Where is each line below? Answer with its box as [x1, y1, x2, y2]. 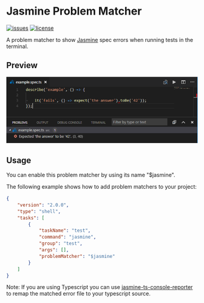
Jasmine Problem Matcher [6, 4, 142, 18]
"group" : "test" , [38, 240, 83, 247]
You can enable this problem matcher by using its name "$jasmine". [6, 172, 175, 179]
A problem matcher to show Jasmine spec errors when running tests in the [6, 36, 193, 43]
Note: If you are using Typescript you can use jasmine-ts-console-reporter [6, 284, 193, 291]
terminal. [6, 43, 29, 50]
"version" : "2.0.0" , [17, 202, 69, 208]
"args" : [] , [38, 247, 69, 253]
